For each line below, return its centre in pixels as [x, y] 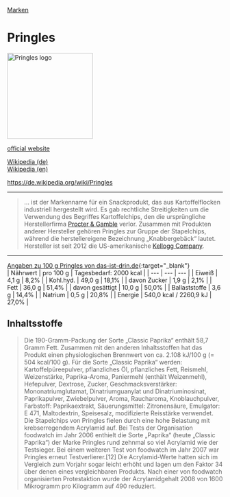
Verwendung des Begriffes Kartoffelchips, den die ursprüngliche [115, 216]
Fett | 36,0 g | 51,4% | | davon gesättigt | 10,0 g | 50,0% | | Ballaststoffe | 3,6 [114, 287]
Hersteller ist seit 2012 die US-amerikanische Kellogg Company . [114, 246]
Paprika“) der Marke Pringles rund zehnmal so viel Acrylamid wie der [121, 442]
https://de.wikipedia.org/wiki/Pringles [60, 182]
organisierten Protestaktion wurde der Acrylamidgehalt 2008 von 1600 [123, 478]
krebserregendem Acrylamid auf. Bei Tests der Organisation [108, 428]
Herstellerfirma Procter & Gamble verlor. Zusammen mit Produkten [117, 224]
